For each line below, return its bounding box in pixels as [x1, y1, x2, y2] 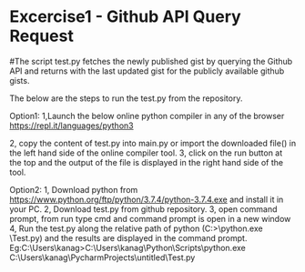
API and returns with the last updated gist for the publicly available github [9, 65, 285, 76]
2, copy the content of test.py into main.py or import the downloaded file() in [9, 137, 297, 148]
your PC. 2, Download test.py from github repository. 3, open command [9, 203, 278, 215]
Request [9, 25, 75, 46]
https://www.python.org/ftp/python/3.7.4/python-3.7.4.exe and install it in [9, 194, 284, 205]
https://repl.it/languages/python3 [9, 120, 134, 131]
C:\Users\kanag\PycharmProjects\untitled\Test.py [9, 252, 196, 263]
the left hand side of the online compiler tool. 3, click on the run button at [9, 147, 283, 158]
